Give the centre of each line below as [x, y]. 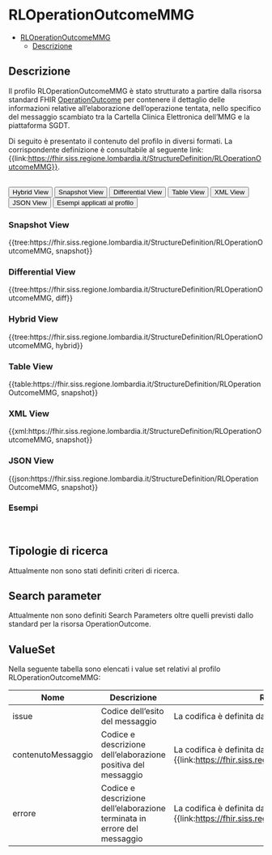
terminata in [123, 819]
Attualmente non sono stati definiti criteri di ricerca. [94, 570]
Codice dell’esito [132, 712]
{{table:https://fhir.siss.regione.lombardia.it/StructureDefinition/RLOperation [135, 384]
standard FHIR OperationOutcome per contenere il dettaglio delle [117, 100]
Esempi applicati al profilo [95, 203]
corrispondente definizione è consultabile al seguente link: [106, 149]
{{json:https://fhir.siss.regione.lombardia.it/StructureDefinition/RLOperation [134, 479]
